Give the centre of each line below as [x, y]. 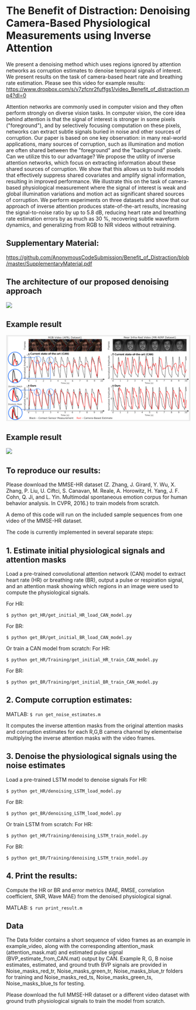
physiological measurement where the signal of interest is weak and [104, 187]
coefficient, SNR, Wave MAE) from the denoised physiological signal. [89, 896]
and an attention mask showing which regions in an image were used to [92, 586]
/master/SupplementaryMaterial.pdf [49, 263]
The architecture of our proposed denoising [87, 282]
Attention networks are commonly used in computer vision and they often [94, 107]
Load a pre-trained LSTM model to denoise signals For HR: [77, 779]
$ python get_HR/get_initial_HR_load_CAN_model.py [69, 616]
